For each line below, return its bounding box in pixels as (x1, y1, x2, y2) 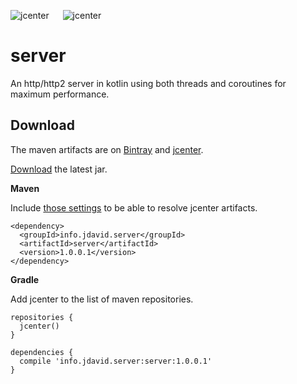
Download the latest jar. (10, 163, 108, 175)
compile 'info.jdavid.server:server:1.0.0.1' (19, 356, 213, 366)
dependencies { (10, 347, 74, 357)
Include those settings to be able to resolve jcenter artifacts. (10, 201, 258, 214)
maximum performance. (10, 88, 110, 100)
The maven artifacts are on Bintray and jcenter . (10, 143, 204, 155)
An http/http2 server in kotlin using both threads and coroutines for (10, 77, 287, 89)
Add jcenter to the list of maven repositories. (10, 293, 194, 305)
